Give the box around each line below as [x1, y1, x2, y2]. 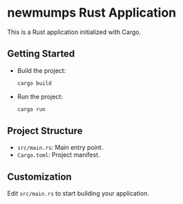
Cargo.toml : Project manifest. [17, 151, 100, 159]
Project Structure [7, 125, 83, 137]
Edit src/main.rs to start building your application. [7, 189, 150, 198]
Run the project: [17, 92, 64, 101]
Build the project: [17, 66, 66, 74]
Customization [7, 171, 73, 182]
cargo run [17, 105, 46, 112]
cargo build [17, 80, 52, 87]
